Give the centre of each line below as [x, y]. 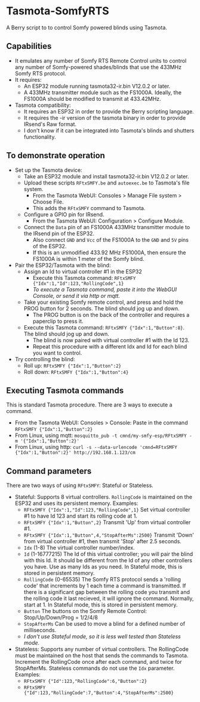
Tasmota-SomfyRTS [58, 11]
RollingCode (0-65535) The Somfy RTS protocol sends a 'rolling [102, 580]
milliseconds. [40, 630]
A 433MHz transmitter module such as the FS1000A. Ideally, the [103, 92]
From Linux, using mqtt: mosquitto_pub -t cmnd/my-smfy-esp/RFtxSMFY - [103, 435]
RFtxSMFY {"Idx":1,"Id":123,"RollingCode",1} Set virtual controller [107, 510]
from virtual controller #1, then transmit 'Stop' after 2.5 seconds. [103, 541]
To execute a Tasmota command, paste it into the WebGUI [105, 289]
